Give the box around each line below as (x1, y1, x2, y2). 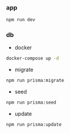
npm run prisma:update (6, 122, 62, 128)
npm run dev (6, 17, 35, 23)
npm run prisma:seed (6, 99, 57, 106)
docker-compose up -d (6, 55, 59, 62)
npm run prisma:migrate (6, 78, 65, 84)
